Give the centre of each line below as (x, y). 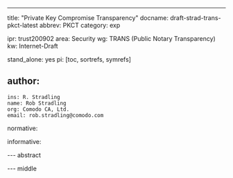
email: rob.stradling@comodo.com (55, 115)
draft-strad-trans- (195, 18)
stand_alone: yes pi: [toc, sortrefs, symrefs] (69, 59)
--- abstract (24, 155)
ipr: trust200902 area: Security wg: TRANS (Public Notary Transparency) (112, 38)
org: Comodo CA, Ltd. (38, 109)
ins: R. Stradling (34, 97)
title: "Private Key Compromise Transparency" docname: (88, 18)
